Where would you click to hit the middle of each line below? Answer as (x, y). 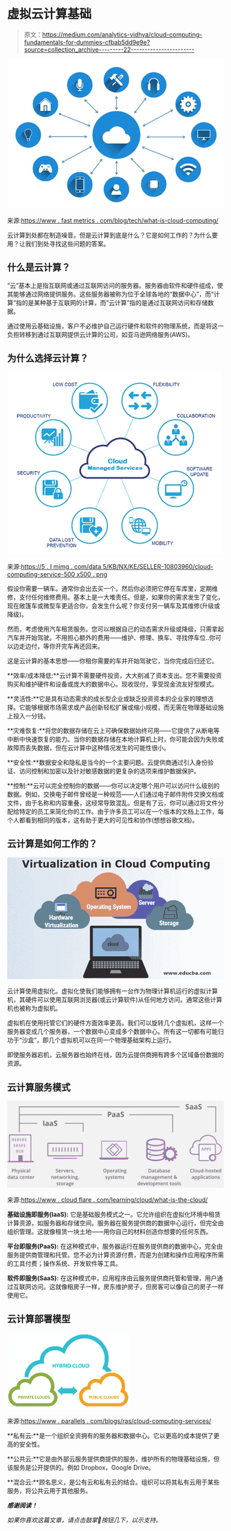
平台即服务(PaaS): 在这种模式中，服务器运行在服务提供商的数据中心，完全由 (115, 1246)
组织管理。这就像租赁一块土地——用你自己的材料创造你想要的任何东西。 (109, 1231)
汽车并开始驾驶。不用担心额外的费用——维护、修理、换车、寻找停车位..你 (111, 637)
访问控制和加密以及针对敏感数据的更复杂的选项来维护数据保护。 (109, 771)
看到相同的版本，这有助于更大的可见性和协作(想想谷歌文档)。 (112, 820)
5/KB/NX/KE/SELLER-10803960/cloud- (158, 566)
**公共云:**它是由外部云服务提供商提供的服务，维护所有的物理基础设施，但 (113, 1459)
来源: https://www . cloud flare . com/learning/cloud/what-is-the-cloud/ (108, 1200)
